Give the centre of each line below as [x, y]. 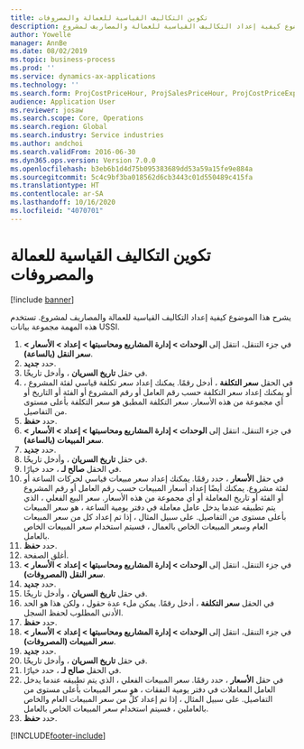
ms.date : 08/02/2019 [49, 51]
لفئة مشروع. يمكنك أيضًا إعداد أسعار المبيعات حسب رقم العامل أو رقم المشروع [156, 487]
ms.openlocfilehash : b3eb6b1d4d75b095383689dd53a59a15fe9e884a [132, 169]
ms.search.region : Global [59, 127]
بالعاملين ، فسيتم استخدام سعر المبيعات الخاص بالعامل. [116, 708]
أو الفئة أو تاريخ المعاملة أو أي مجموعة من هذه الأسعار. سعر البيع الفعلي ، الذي [153, 497]
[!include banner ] [42, 300]
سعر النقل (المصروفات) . [64, 574]
